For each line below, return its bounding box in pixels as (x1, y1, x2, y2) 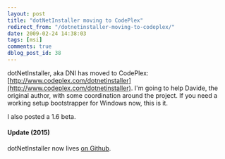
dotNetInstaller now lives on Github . (7, 144, 111, 153)
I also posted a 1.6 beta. (7, 112, 76, 120)
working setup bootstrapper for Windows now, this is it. (7, 98, 168, 107)
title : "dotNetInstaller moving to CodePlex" (7, 17, 143, 24)
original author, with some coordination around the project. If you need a (7, 91, 218, 99)
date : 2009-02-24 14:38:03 (7, 30, 87, 37)
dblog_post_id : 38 (7, 50, 61, 57)
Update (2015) (7, 128, 51, 137)
